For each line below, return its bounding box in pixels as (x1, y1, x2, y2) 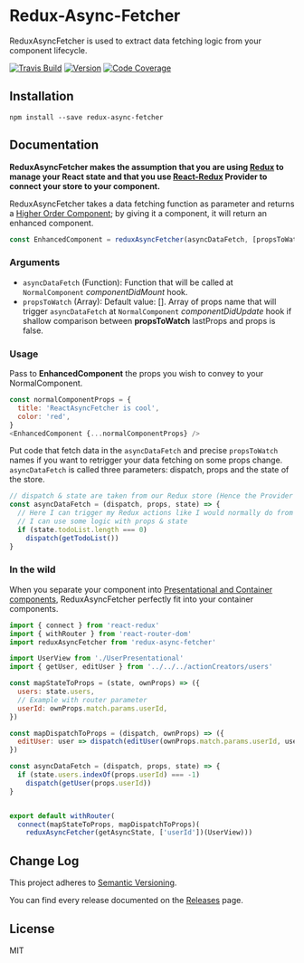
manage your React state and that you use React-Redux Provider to (9, 171, 268, 182)
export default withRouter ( (9, 811, 116, 820)
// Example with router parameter (17, 695, 147, 704)
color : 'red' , (17, 412, 71, 421)
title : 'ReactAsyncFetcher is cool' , (17, 404, 160, 413)
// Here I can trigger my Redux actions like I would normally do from (17, 509, 294, 518)
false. (22, 325, 43, 336)
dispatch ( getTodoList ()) (25, 533, 119, 543)
